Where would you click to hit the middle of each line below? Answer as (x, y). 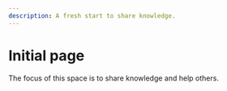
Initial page (47, 55)
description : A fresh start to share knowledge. (92, 16)
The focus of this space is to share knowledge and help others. (113, 78)
